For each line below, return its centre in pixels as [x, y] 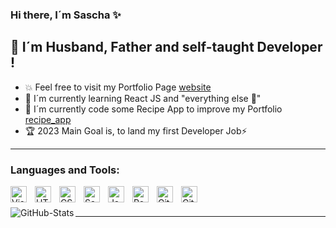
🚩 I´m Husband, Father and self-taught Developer [166, 47]
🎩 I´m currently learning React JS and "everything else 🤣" [143, 98]
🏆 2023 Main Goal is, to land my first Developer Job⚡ [136, 130]
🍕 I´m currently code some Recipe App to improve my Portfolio [153, 109]
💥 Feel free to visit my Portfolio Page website [118, 87]
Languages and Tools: [65, 170]
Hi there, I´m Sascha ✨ [66, 15]
